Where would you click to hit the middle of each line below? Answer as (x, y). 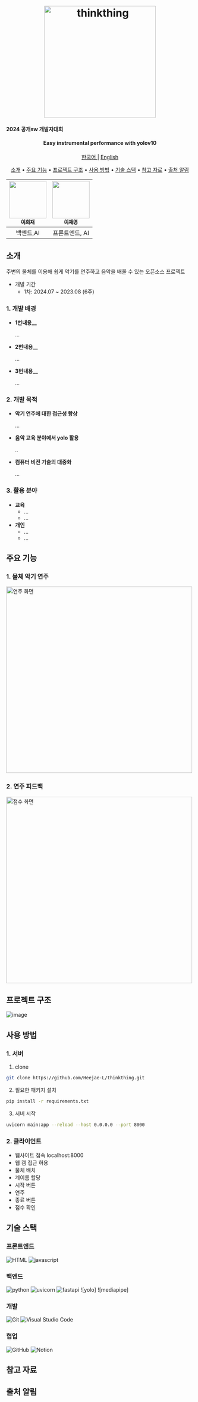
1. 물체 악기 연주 (27, 576)
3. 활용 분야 (22, 491)
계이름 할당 (28, 1178)
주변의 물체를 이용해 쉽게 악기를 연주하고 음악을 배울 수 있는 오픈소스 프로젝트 (96, 271)
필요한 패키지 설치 (35, 1090)
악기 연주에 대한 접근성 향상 (46, 414)
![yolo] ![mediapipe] (105, 1290)
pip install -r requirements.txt (48, 1101)
